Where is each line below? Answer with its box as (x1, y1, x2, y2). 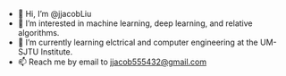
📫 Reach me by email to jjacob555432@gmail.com (17, 56, 207, 67)
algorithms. (17, 28, 60, 38)
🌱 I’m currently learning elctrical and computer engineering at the (17, 37, 259, 47)
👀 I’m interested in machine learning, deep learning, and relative (17, 18, 253, 29)
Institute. (40, 46, 73, 57)
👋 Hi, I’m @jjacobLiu (17, 9, 92, 19)
